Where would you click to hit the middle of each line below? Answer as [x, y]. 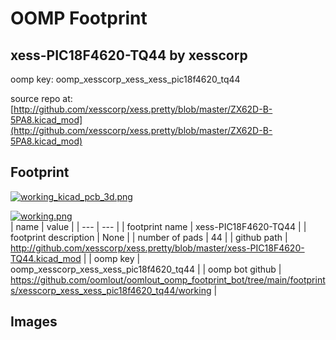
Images [34, 322]
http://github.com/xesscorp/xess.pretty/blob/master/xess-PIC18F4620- [157, 248]
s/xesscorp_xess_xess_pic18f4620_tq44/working [111, 290]
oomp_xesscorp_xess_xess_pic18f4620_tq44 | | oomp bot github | [146, 269]
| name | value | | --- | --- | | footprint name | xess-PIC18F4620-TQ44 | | [158, 226]
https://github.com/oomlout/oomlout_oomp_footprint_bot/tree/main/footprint [168, 279]
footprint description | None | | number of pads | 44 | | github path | [149, 237]
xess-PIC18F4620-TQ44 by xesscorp [129, 55]
